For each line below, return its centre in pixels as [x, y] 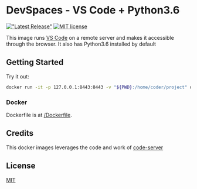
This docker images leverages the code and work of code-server [85, 147]
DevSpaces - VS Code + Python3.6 [93, 10]
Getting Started [35, 62]
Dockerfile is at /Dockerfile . [39, 115]
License [21, 166]
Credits [20, 133]
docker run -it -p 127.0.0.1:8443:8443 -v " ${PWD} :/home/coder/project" [97, 87]
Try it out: [18, 76]
